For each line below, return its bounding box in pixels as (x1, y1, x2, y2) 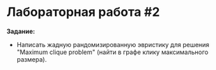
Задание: (6, 27, 36, 35)
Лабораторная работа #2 (6, 4, 160, 20)
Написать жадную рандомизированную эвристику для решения (16, 40, 210, 49)
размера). (16, 55, 47, 63)
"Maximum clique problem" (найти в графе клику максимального (16, 48, 208, 56)
